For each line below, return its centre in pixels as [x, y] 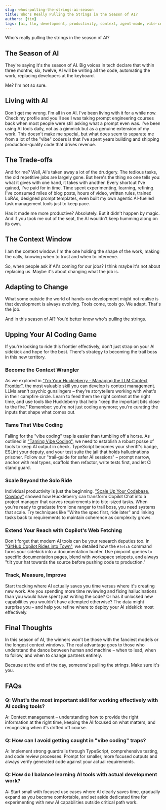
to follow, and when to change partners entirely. [54, 655]
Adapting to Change [37, 287]
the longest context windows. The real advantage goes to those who [75, 645]
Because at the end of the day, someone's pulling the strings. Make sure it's [82, 665]
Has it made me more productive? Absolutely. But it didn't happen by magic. [83, 213]
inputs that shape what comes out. [40, 412]
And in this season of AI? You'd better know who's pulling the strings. [76, 319]
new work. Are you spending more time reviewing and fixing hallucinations [81, 591]
